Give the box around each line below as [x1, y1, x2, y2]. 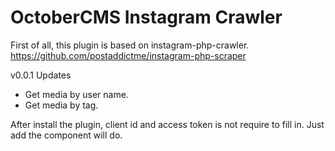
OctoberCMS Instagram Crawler [10, 6, 283, 29]
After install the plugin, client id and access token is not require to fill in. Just [10, 118, 325, 130]
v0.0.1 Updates [10, 69, 72, 81]
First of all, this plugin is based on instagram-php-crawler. [10, 39, 250, 51]
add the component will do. [10, 129, 123, 141]
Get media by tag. [24, 99, 99, 111]
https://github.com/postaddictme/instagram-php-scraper [10, 49, 247, 61]
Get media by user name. [24, 88, 129, 100]
